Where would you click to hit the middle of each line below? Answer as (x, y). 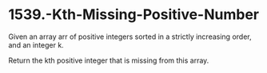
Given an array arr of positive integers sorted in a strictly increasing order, (130, 36)
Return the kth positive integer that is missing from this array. (109, 60)
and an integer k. (36, 44)
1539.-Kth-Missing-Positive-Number (134, 15)
